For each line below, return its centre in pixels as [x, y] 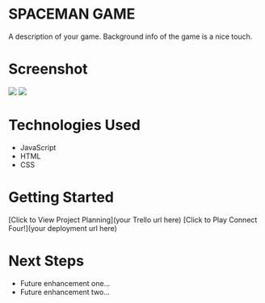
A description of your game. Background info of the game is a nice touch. [130, 36]
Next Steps [46, 261]
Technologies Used [75, 125]
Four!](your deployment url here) [63, 228]
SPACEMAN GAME [72, 14]
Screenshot [48, 69]
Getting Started [61, 197]
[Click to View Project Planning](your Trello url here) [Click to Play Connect [133, 220]
